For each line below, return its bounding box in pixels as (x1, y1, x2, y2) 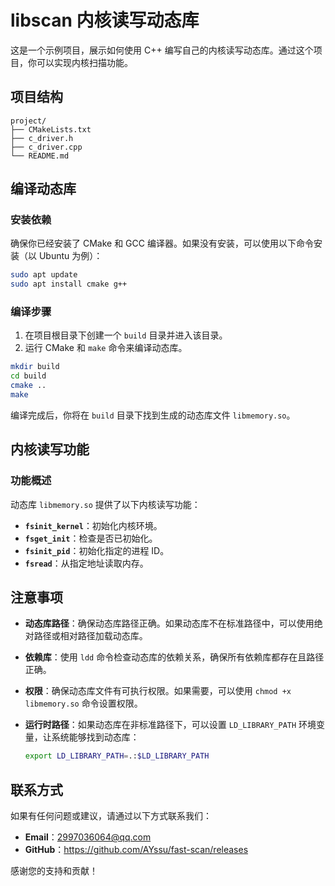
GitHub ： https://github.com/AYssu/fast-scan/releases (24, 844, 249, 856)
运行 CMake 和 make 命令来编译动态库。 (24, 342, 188, 354)
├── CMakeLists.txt (10, 124, 92, 135)
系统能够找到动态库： (51, 731, 140, 743)
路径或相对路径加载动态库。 (33, 630, 148, 642)
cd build (10, 371, 47, 381)
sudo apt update (10, 270, 78, 280)
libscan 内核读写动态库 (10, 9, 200, 32)
